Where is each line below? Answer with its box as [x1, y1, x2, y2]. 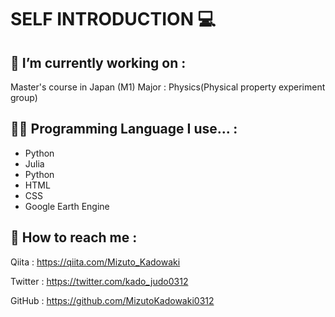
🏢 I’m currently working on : [10, 54, 187, 71]
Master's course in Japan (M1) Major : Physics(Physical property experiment [10, 81, 326, 93]
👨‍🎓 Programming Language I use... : [10, 121, 238, 138]
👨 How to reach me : [10, 229, 138, 246]
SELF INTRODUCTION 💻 [10, 8, 217, 31]
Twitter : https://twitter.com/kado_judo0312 [10, 275, 189, 287]
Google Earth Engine [24, 200, 110, 212]
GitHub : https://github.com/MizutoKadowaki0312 [10, 294, 215, 306]
